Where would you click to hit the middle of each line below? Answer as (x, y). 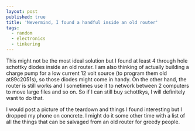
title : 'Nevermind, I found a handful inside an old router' (82, 22)
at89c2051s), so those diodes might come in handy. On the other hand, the (96, 79)
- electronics (28, 39)
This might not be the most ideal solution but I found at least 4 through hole (97, 61)
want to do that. (25, 98)
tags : (13, 28)
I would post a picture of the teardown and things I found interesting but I (94, 109)
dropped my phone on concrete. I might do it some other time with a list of (96, 115)
